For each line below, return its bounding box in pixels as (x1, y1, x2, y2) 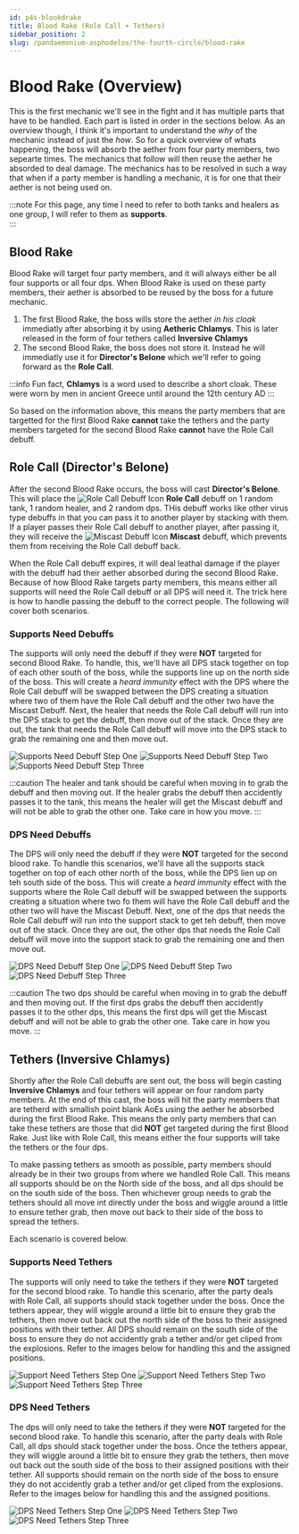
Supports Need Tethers (9, 1256, 113, 1268)
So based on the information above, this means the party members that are (9, 406, 286, 416)
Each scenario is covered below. (9, 1234, 129, 1244)
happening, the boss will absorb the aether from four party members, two (9, 144, 280, 155)
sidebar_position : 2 (9, 29, 87, 38)
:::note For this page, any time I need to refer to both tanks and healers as (9, 199, 279, 210)
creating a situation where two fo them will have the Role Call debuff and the (9, 896, 290, 907)
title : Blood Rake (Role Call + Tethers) (9, 21, 166, 30)
